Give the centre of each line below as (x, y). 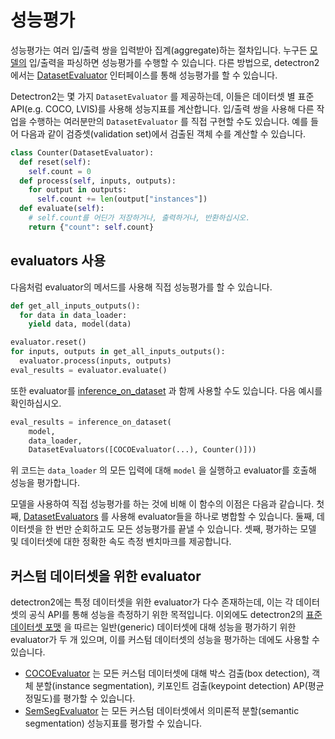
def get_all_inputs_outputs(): (75, 306)
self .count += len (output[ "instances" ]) (122, 199)
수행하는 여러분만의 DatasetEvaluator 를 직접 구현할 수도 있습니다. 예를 (168, 121)
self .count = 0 (60, 171)
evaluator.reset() (48, 342)
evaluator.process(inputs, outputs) (95, 361)
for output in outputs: (78, 190)
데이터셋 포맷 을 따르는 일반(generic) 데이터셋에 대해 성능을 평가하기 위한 (153, 627)
